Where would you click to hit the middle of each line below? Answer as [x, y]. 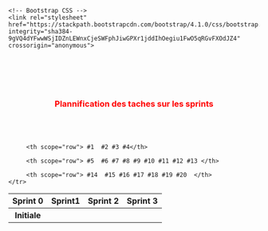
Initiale [28, 215]
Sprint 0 [28, 201]
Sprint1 [65, 201]
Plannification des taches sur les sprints [134, 104]
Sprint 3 [142, 201]
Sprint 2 [103, 201]
